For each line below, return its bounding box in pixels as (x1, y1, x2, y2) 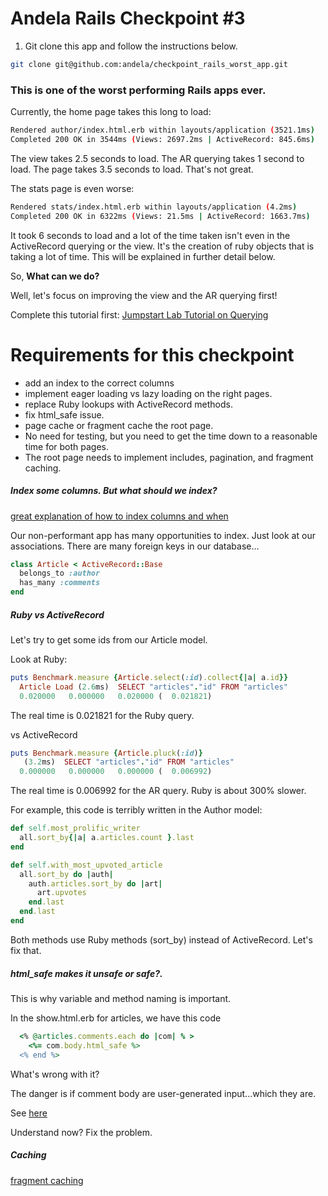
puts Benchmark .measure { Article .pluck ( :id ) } (10, 748, 203, 758)
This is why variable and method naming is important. (10, 992, 232, 1004)
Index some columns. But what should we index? (10, 485, 218, 497)
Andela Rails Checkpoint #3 (10, 7, 246, 30)
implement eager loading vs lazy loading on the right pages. (24, 387, 273, 399)
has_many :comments (19, 578, 101, 588)
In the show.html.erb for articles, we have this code (10, 1012, 222, 1024)
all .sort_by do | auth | (19, 869, 114, 879)
